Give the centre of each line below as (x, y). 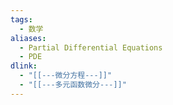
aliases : (28, 38)
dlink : (24, 66)
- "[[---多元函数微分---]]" (73, 85)
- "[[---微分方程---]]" (66, 76)
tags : (21, 19)
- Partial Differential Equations (91, 47)
